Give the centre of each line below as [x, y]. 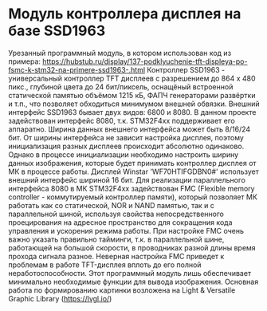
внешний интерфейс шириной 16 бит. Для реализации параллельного [127, 179]
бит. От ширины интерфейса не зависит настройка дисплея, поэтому [126, 137]
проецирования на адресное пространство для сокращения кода [120, 222]
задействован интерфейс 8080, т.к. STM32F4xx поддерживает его [122, 120]
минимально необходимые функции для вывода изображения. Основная [133, 281]
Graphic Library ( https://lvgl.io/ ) [60, 298]
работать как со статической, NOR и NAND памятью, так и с [112, 205]
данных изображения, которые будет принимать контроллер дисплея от [132, 163]
